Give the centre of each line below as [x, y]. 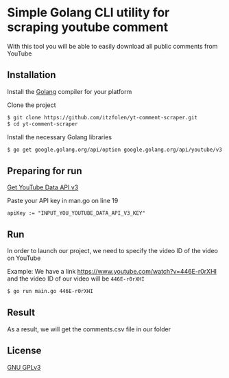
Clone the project [32, 105]
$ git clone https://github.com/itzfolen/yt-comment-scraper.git [102, 117]
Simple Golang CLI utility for [88, 13]
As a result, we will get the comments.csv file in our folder [89, 329]
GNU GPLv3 [24, 367]
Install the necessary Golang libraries [59, 137]
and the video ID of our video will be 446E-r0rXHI [76, 279]
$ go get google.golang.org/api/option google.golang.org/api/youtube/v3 [115, 150]
